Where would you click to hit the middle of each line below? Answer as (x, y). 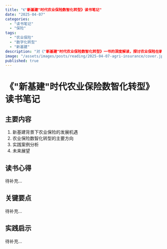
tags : (11, 33)
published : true (22, 61)
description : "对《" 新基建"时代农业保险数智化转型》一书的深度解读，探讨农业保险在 (82, 51)
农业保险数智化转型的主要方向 (43, 138)
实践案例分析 (25, 144)
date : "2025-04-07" (25, 14)
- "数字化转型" (23, 42)
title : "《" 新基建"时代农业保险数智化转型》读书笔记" (53, 10)
